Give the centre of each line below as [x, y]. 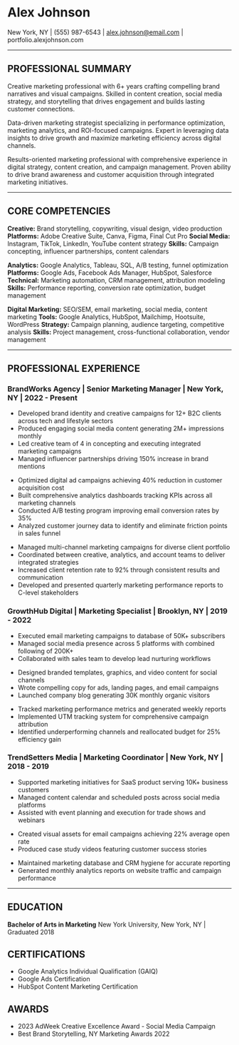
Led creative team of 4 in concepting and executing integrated [109, 444]
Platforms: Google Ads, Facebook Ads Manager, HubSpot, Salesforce [110, 273]
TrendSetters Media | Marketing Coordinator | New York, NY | [116, 757]
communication [41, 577]
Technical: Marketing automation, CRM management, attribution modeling [116, 280]
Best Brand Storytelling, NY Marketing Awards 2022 [94, 1034]
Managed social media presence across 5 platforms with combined [116, 643]
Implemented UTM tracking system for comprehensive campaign [113, 716]
